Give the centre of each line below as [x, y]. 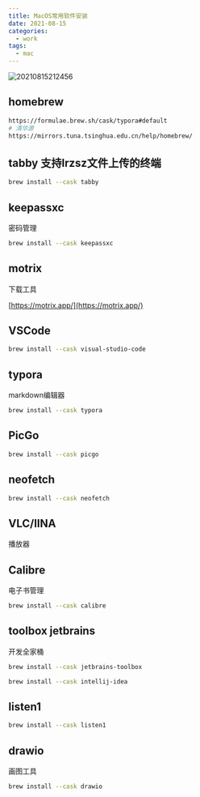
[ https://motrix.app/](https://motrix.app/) [76, 305]
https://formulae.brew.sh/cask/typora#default [88, 121]
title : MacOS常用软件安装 [48, 16]
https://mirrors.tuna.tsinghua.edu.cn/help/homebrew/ [101, 136]
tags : [17, 46]
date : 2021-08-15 [37, 23]
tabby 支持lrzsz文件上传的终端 [85, 163]
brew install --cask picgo [54, 454]
